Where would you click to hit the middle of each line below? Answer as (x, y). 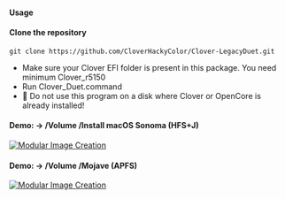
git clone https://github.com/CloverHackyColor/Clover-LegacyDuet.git (142, 51)
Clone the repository (48, 33)
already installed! (53, 105)
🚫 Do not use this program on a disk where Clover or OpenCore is (141, 96)
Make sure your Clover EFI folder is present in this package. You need (149, 67)
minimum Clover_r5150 (64, 77)
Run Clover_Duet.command (72, 86)
